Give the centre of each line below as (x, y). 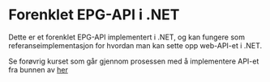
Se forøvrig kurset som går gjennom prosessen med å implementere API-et (134, 61)
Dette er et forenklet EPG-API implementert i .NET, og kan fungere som (127, 37)
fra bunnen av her (39, 69)
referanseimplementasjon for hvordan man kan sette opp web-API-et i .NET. (135, 45)
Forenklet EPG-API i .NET (94, 15)
